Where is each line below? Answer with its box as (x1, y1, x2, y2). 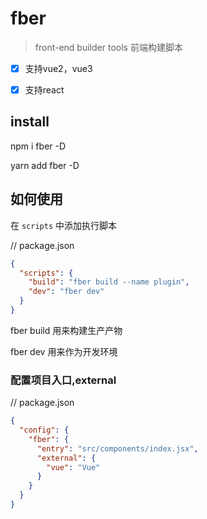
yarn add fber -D (10, 159, 80, 171)
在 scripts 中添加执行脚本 (10, 219, 117, 231)
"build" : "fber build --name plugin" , (28, 277, 190, 287)
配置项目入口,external (10, 373, 117, 387)
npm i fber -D (10, 140, 67, 152)
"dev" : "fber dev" (28, 287, 105, 297)
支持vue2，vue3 (24, 62, 93, 74)
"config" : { (19, 425, 70, 436)
